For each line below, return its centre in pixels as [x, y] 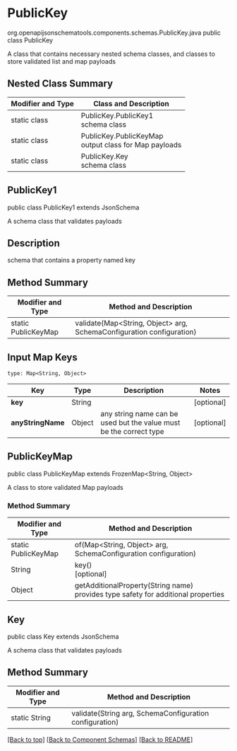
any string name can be [139, 414]
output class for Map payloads [131, 144]
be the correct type [132, 431]
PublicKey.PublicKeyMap [122, 136]
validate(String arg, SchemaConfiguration [140, 713]
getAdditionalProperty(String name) [134, 585]
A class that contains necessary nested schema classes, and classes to [111, 54]
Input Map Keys [42, 357]
